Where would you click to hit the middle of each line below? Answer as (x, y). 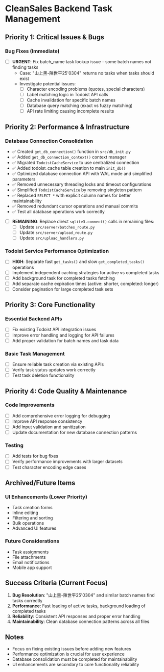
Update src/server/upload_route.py (56, 233)
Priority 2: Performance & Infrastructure (67, 127)
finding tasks (25, 67)
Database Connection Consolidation (49, 141)
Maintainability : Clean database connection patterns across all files (81, 621)
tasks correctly (27, 601)
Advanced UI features (34, 528)
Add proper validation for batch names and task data (65, 340)
